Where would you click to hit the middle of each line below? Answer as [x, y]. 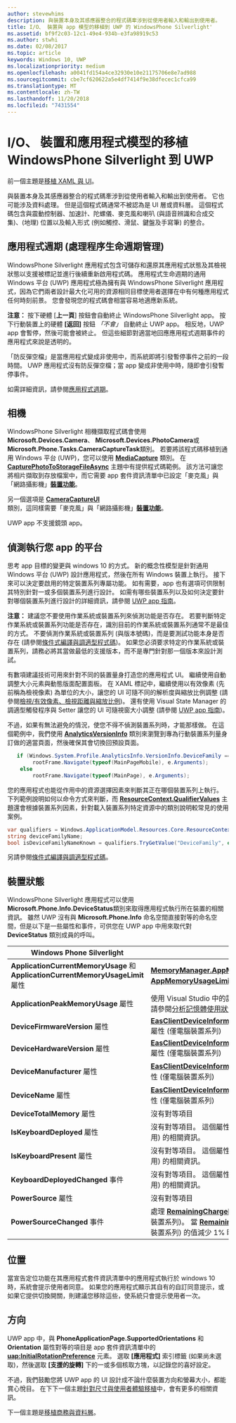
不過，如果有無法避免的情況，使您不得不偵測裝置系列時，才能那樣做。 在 [113, 725]
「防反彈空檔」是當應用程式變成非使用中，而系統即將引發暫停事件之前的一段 [118, 356]
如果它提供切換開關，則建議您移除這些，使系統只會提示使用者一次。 [106, 1296]
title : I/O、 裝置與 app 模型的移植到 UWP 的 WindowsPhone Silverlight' [110, 27]
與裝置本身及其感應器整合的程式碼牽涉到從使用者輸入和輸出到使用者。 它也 [116, 196]
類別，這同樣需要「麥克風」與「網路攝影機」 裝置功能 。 [87, 508]
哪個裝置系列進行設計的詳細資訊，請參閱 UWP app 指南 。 [96, 601]
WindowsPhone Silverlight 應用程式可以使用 [71, 900]
